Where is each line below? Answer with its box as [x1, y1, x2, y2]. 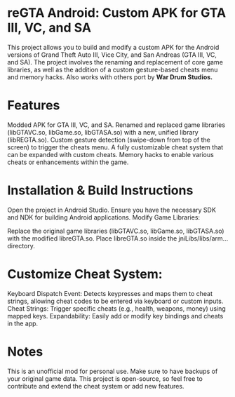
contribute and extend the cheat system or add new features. [7, 382, 184, 390]
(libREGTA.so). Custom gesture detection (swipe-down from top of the [7, 135, 210, 144]
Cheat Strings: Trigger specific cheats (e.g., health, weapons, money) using [7, 304, 226, 313]
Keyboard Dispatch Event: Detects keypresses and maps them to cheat [7, 289, 213, 297]
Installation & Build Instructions [7, 182, 194, 198]
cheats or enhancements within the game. [7, 158, 129, 166]
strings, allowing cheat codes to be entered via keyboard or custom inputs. [7, 297, 224, 305]
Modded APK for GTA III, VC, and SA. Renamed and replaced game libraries [7, 121, 226, 129]
